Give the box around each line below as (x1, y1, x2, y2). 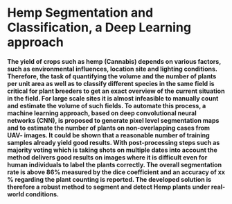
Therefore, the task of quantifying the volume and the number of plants (7, 71, 217, 80)
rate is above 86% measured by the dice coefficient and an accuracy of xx (7, 168, 225, 176)
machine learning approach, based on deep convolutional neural (7, 109, 197, 117)
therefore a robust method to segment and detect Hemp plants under (7, 182, 210, 191)
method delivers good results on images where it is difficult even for (7, 153, 208, 161)
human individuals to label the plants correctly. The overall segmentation (7, 160, 222, 169)
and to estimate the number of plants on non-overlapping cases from (7, 124, 210, 132)
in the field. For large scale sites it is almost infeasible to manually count (7, 94, 219, 102)
